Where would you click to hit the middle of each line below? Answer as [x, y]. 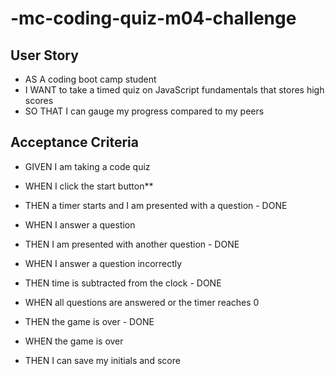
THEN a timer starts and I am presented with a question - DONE [156, 205]
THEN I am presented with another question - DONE [132, 244]
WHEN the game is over [74, 341]
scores [39, 100]
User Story [44, 55]
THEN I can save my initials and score [102, 360]
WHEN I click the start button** [89, 186]
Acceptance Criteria [74, 142]
